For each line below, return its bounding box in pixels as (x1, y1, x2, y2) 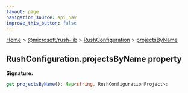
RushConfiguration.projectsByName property (6, 53, 182, 64)
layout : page (6, 8, 39, 15)
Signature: (6, 70, 33, 77)
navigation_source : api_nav (6, 14, 77, 20)
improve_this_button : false (6, 20, 77, 26)
